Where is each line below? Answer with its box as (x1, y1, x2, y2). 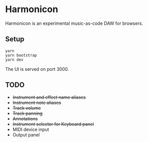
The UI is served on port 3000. (5, 66, 69, 72)
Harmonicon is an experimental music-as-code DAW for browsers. (5, 20, 143, 26)
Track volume (12, 105, 41, 111)
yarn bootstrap (5, 53, 37, 58)
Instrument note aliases (12, 100, 61, 106)
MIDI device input (12, 126, 49, 132)
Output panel (12, 131, 40, 137)
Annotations (12, 115, 38, 122)
